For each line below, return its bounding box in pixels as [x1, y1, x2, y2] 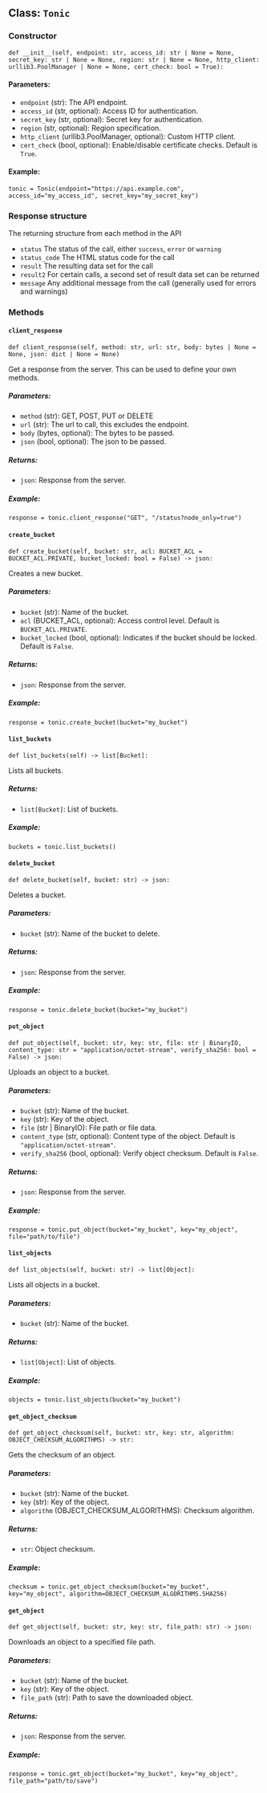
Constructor [8, 30, 58, 42]
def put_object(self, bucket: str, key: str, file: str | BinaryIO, [8, 1039, 242, 1047]
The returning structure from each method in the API [8, 229, 182, 238]
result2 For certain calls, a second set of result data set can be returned [19, 270, 260, 279]
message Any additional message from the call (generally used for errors [19, 279, 257, 288]
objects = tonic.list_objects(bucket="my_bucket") [8, 1396, 181, 1404]
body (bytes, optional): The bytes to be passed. [19, 429, 175, 438]
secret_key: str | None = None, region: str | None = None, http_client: [8, 55, 261, 63]
